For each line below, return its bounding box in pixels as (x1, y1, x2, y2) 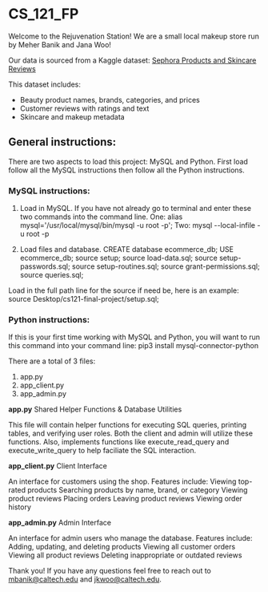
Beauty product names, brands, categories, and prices (19, 95, 200, 104)
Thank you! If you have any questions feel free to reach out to (8, 566, 212, 576)
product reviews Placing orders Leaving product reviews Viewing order (8, 494, 242, 504)
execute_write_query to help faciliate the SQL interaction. (8, 446, 197, 456)
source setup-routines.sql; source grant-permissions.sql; (71, 262, 260, 271)
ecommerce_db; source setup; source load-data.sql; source (19, 253, 218, 263)
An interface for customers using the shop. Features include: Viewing (8, 476, 237, 486)
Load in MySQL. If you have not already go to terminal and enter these (19, 204, 252, 213)
